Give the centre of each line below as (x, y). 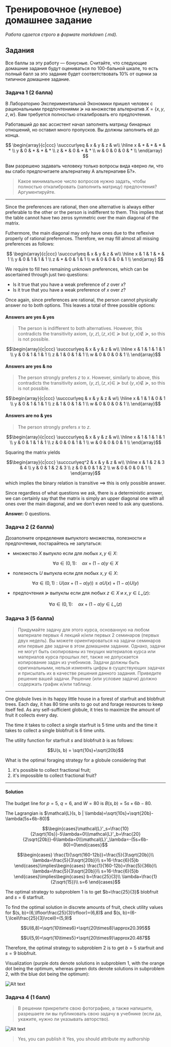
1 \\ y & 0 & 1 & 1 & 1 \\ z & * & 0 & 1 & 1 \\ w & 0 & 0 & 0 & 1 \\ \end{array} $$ (85, 259)
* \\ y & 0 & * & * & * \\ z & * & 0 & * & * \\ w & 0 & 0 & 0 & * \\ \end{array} (85, 151)
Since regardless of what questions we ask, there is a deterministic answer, (84, 493)
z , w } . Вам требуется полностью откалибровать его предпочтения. (78, 115)
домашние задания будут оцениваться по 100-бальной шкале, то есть (82, 68)
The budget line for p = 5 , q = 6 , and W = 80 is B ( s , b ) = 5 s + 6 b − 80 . (79, 804)
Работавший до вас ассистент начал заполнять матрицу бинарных (78, 124)
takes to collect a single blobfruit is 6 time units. (55, 730)
